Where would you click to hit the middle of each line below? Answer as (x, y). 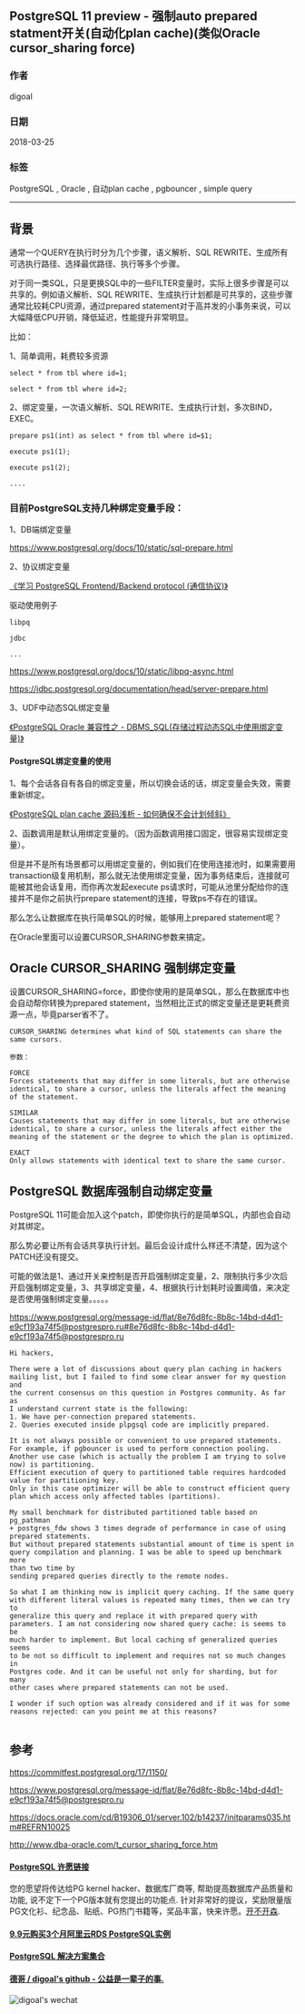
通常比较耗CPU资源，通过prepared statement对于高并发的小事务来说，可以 (150, 306)
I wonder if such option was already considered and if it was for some (150, 1704)
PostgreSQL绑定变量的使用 (60, 761)
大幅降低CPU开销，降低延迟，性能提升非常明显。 (101, 318)
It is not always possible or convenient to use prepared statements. (146, 1441)
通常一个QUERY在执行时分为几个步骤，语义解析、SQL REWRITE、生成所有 (149, 252)
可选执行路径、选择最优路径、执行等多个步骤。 (97, 264)
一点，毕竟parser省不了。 (65, 1014)
